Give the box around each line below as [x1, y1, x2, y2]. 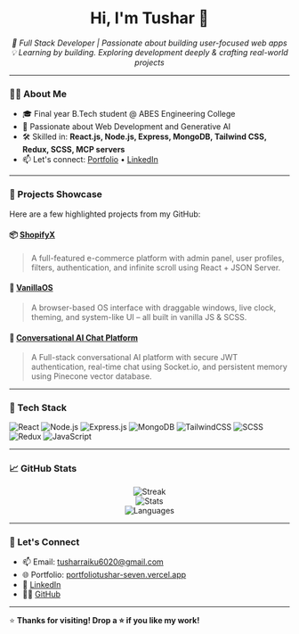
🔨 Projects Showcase [9, 188, 102, 201]
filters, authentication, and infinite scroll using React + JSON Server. [30, 262, 281, 273]
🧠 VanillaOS [9, 283, 53, 293]
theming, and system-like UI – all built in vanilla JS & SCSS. [30, 311, 247, 322]
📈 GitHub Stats [9, 463, 77, 475]
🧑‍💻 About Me [9, 87, 67, 100]
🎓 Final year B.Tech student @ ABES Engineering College [21, 109, 236, 119]
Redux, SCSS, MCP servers [21, 144, 125, 155]
